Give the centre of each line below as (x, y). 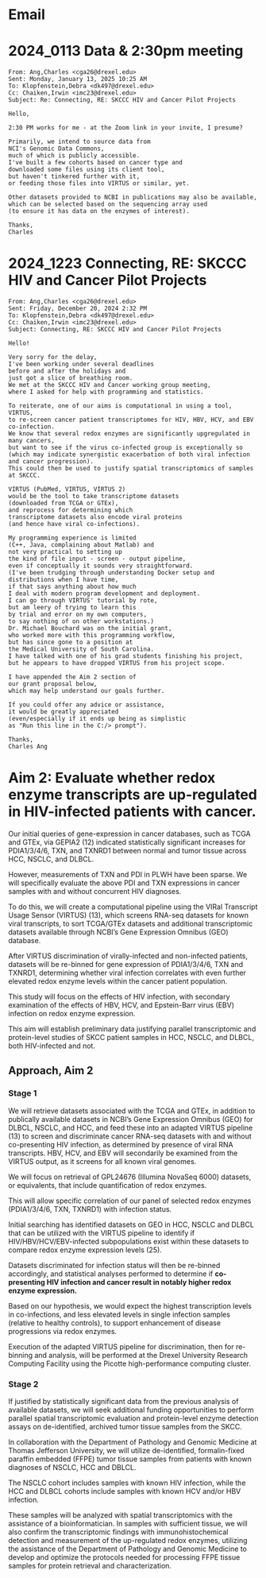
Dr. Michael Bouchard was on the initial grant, (90, 628)
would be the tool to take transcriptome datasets (94, 497)
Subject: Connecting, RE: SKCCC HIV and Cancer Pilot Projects (115, 330)
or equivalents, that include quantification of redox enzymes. (108, 1185)
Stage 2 (23, 1384)
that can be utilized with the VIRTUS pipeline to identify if (102, 1232)
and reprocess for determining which (71, 510)
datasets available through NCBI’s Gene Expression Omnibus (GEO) (118, 932)
